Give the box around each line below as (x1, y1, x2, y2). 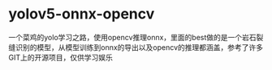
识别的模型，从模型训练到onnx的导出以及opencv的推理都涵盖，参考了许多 (15, 42, 264, 52)
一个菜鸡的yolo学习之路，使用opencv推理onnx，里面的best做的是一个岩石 (8, 32, 257, 42)
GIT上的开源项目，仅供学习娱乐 (8, 52, 114, 62)
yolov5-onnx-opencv (8, 5, 155, 23)
